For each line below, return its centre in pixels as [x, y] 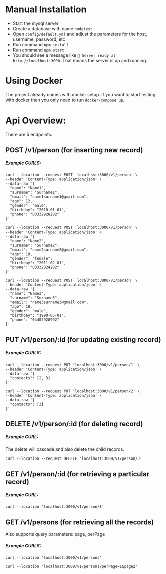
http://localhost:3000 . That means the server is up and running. [80, 60]
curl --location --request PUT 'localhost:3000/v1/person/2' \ [73, 391]
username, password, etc [39, 39]
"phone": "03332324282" [34, 267]
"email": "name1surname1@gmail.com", [49, 197]
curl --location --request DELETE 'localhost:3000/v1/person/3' [74, 458]
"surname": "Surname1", [34, 193]
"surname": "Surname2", [34, 245]
